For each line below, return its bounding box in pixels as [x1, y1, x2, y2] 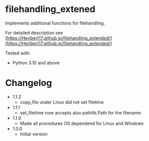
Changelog [5, 77, 52, 88]
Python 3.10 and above [12, 59, 60, 65]
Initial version [20, 131, 48, 137]
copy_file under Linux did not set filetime [20, 99, 104, 105]
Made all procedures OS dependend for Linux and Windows [20, 120, 144, 126]
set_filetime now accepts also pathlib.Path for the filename [20, 109, 141, 115]
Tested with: [5, 50, 31, 56]
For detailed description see [5, 29, 63, 35]
